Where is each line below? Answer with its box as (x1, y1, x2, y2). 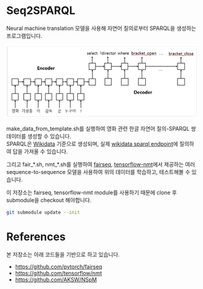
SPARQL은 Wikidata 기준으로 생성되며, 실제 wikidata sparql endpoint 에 (6, 141, 178, 148)
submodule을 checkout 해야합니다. (6, 197, 92, 204)
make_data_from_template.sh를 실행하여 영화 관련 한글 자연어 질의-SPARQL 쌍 (6, 125, 196, 133)
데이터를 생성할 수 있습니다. (6, 133, 72, 140)
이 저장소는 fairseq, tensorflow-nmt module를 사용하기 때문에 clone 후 (6, 189, 177, 197)
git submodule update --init (6, 209, 80, 216)
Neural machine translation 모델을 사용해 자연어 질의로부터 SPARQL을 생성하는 (6, 24, 196, 32)
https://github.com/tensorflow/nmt (15, 270, 102, 277)
